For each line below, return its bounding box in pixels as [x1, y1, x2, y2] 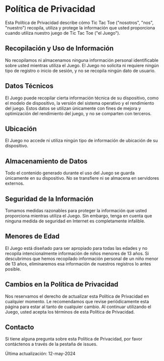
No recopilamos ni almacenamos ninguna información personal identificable [5, 57, 159, 63]
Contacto [5, 323, 34, 332]
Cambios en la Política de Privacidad [5, 280, 118, 289]
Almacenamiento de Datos [5, 157, 88, 165]
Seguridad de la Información [5, 194, 94, 203]
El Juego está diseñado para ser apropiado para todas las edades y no [5, 245, 148, 251]
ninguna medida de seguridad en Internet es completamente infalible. [5, 218, 145, 224]
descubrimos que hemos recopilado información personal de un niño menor [5, 256, 159, 262]
